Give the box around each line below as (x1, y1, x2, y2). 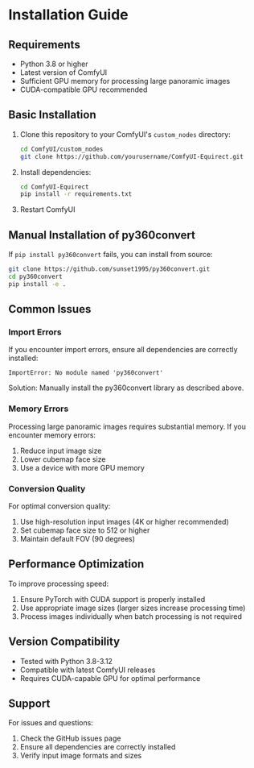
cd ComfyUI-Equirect (19, 183, 89, 191)
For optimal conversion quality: (8, 501, 111, 511)
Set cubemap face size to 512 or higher (19, 525, 150, 535)
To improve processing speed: (8, 579, 109, 588)
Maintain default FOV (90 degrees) (19, 534, 135, 544)
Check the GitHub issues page (19, 733, 121, 743)
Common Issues (8, 302, 92, 316)
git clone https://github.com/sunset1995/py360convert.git (8, 265, 211, 273)
